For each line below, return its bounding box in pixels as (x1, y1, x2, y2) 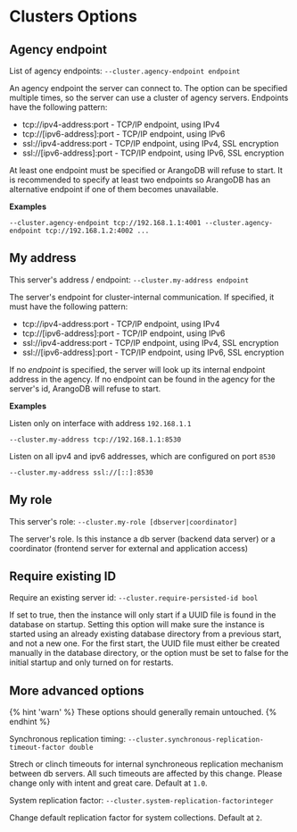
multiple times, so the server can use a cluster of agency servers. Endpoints (9, 92, 289, 103)
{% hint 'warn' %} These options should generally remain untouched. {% (9, 707, 277, 718)
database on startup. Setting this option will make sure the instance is (9, 619, 265, 630)
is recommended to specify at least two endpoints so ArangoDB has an (9, 174, 270, 185)
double (69, 744, 94, 752)
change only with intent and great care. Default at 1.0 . (9, 777, 208, 788)
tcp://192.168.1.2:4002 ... (45, 226, 150, 235)
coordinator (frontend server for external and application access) (9, 542, 248, 553)
